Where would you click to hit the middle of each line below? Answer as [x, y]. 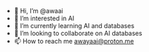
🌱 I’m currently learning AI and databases [74, 26]
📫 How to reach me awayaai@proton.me [74, 41]
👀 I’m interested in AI [44, 18]
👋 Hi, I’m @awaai [38, 11]
